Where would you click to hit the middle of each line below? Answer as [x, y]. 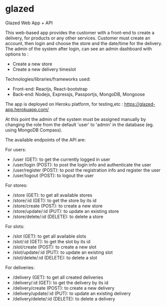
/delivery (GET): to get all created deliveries [58, 277]
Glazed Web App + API [29, 23]
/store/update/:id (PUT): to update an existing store [66, 211]
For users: [16, 149]
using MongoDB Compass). [34, 130]
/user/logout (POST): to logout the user [53, 176]
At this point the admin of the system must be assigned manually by [76, 119]
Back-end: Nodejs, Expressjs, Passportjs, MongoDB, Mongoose [79, 94]
